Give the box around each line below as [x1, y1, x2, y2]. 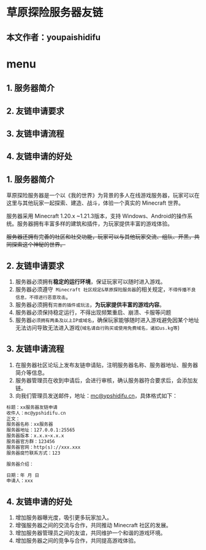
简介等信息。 [15, 369, 48, 376]
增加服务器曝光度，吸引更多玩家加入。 [15, 514, 112, 521]
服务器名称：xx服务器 [6, 422, 53, 428]
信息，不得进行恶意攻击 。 [15, 293, 72, 301]
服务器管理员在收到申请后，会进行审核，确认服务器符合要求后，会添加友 [15, 376, 198, 384]
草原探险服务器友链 [6, 6, 104, 20]
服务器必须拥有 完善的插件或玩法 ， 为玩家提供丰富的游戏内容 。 [15, 301, 165, 308]
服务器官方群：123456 [6, 439, 55, 445]
